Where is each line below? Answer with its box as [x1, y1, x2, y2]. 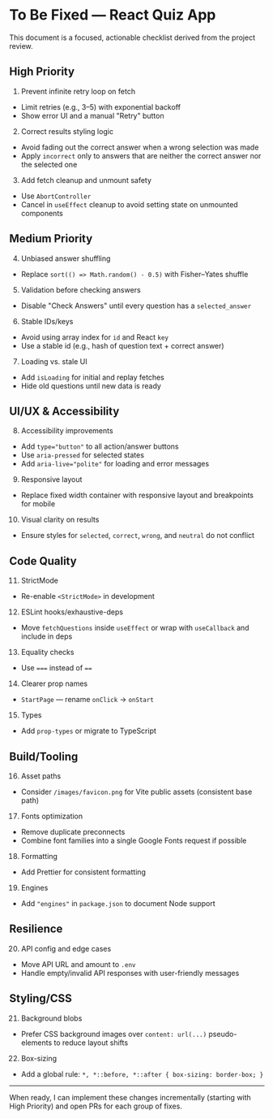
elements [20, 1038, 53, 1047]
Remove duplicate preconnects [20, 827, 126, 836]
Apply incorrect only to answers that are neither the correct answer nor [20, 150, 262, 160]
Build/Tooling [9, 749, 79, 763]
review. [9, 41, 33, 50]
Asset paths [20, 771, 62, 781]
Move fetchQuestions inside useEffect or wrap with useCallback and [20, 623, 250, 633]
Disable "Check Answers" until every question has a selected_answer [20, 301, 252, 310]
